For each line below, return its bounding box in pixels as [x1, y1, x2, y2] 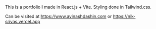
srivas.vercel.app [5, 19, 41, 24]
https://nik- [113, 14, 136, 19]
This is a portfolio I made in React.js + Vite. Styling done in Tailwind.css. [5, 4, 152, 10]
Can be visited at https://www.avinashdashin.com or [5, 14, 112, 19]
